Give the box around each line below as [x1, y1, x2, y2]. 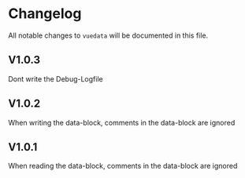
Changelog [8, 5, 82, 23]
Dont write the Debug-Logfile [8, 74, 104, 83]
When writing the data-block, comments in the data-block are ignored [8, 118, 236, 127]
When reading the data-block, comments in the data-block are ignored [8, 162, 238, 171]
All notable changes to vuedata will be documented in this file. [8, 31, 209, 40]
